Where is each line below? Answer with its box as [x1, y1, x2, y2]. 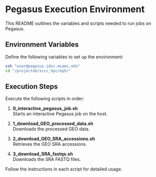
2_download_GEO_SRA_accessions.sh [12, 136, 95, 142]
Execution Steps [5, 82, 58, 91]
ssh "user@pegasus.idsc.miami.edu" [5, 63, 81, 69]
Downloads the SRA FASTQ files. [12, 156, 81, 162]
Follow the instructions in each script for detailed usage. [5, 166, 123, 172]
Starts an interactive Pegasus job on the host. [12, 111, 108, 117]
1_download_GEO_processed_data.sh [12, 120, 94, 127]
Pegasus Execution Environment [5, 4, 145, 15]
